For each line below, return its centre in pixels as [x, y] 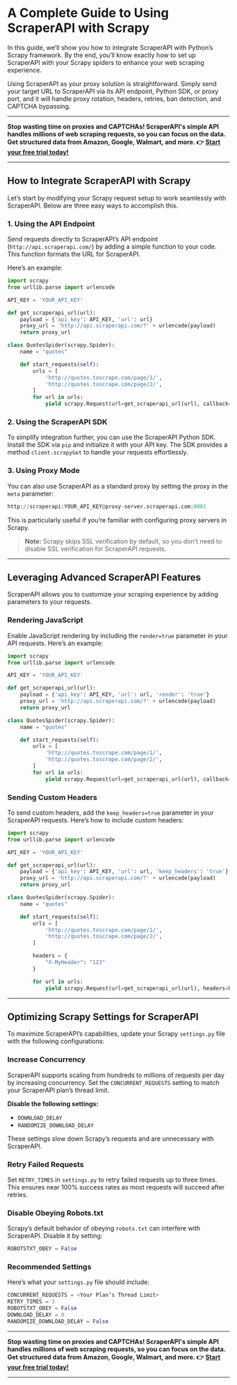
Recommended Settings [49, 1267]
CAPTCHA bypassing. [39, 106]
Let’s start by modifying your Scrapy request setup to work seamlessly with [117, 198]
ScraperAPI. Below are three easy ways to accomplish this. [93, 205]
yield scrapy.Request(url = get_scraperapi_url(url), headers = [137, 988]
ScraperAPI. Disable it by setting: [55, 1236]
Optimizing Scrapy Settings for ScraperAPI [103, 1017]
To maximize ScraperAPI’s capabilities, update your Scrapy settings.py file [116, 1034]
